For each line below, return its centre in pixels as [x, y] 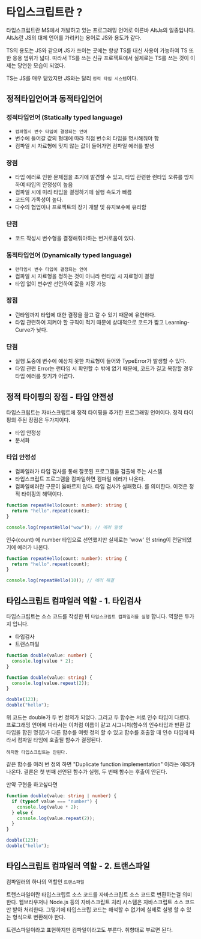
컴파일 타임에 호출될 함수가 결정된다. [60, 740]
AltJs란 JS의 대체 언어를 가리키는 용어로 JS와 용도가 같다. [74, 37]
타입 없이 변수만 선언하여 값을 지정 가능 [61, 284]
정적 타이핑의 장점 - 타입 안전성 [60, 397]
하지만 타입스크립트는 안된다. [37, 752]
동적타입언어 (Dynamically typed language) [69, 255]
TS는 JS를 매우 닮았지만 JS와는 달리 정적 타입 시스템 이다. [72, 78]
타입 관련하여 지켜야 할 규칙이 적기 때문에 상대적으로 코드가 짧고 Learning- [102, 322]
